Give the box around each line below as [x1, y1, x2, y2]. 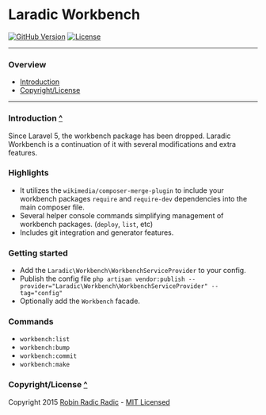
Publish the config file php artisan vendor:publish [19, 274, 185, 283]
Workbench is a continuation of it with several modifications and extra [8, 139, 236, 148]
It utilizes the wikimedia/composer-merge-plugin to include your [19, 185, 224, 195]
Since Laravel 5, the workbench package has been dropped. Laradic [8, 131, 231, 140]
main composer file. [19, 202, 85, 212]
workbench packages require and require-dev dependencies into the [19, 194, 248, 203]
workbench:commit [19, 352, 78, 360]
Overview [8, 59, 47, 70]
